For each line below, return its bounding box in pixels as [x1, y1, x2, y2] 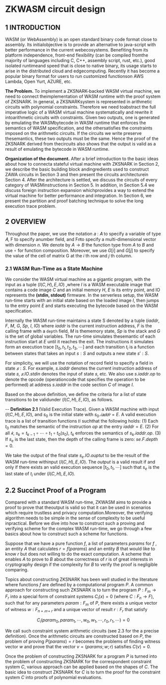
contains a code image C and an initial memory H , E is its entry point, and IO [5, 287, 160, 293]
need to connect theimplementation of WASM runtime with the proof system [5, 93, 161, 99]
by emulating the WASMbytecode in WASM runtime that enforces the [5, 120, 146, 125]
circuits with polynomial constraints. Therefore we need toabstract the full [5, 104, 156, 110]
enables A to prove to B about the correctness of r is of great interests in [5, 557, 153, 562]
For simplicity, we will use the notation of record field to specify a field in [5, 360, 154, 366]
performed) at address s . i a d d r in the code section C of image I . [5, 381, 134, 387]
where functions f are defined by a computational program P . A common [5, 582, 153, 588]
